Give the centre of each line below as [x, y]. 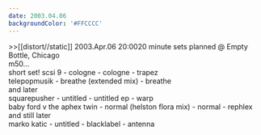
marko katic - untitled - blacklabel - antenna [82, 124]
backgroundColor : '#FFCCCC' [56, 23]
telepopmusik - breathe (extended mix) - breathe [90, 81]
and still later [29, 115]
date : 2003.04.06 [38, 16]
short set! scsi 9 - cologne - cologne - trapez [84, 72]
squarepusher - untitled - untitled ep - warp [81, 98]
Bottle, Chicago [34, 55]
